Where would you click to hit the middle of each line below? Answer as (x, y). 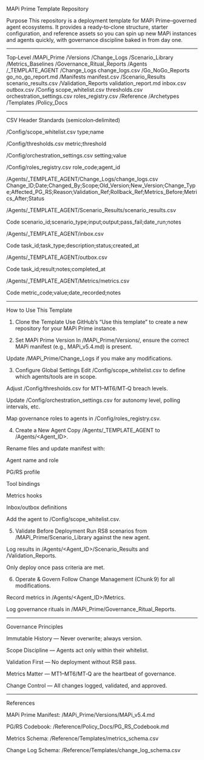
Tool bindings (23, 484)
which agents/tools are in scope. (56, 377)
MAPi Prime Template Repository (48, 9)
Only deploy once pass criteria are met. (56, 567)
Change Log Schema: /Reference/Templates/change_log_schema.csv (93, 750)
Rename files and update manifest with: (56, 448)
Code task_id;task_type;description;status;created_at (73, 245)
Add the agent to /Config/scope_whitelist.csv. (63, 519)
